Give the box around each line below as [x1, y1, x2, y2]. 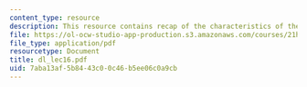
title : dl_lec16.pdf [9, 55, 89, 64]
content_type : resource [9, 13, 101, 23]
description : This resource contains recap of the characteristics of [9, 22, 284, 31]
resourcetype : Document [9, 47, 101, 56]
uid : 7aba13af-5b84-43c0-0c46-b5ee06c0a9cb [9, 64, 178, 73]
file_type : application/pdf [9, 38, 117, 48]
